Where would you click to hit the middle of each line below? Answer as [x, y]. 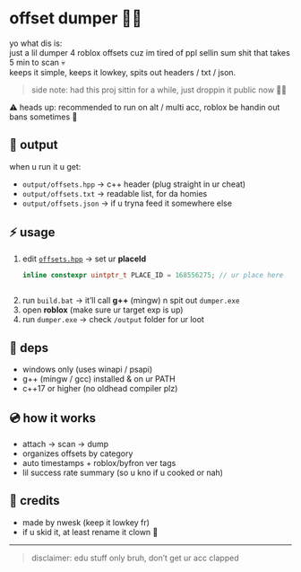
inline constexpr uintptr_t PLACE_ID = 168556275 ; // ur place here [153, 275]
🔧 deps [29, 348]
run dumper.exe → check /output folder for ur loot [113, 320]
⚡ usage [32, 233]
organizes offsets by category [77, 453]
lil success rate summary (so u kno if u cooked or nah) [123, 472]
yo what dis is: [36, 43]
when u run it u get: [45, 166]
